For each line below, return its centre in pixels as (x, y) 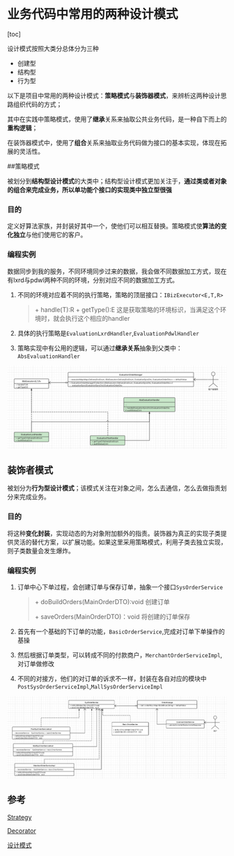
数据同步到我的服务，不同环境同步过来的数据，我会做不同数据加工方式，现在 (117, 271)
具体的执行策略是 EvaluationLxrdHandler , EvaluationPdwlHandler (108, 333)
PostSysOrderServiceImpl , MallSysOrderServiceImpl (90, 686)
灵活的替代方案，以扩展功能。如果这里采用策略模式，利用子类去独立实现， (120, 542)
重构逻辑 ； (23, 128)
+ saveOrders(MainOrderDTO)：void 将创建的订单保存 (112, 616)
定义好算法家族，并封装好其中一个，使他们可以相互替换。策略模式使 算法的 (114, 226)
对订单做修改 (36, 663)
